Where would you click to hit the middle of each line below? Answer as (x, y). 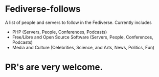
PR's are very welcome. (54, 67)
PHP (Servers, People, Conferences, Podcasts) (59, 32)
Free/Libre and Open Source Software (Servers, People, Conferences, (83, 37)
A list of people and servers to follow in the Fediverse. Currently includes (78, 22)
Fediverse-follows (43, 9)
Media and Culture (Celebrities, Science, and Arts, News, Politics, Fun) (83, 47)
